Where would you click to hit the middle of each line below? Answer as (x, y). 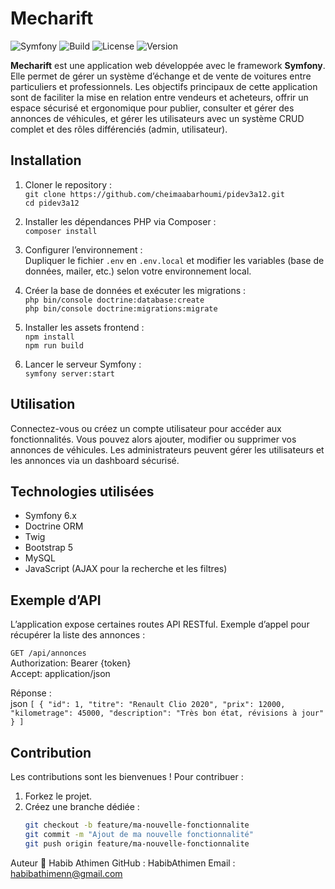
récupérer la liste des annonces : (78, 635)
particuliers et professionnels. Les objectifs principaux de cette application (164, 86)
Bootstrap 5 (49, 548)
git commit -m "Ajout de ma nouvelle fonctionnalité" (139, 834)
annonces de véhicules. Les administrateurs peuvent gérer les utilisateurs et (167, 449)
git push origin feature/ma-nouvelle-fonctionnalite (137, 843)
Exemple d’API (56, 600)
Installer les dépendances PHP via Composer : (120, 221)
